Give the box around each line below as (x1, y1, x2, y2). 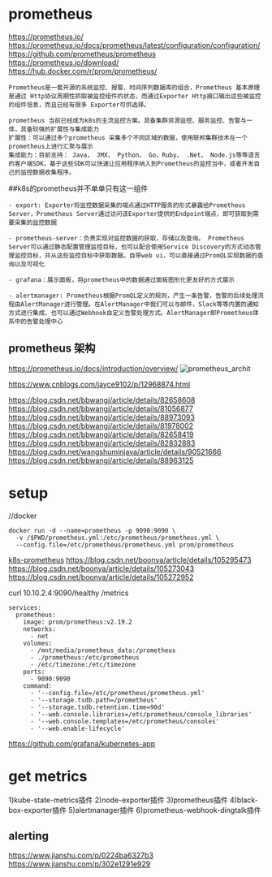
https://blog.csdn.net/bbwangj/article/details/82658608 (8, 395, 196, 404)
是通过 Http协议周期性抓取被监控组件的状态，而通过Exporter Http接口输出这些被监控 (8, 92, 261, 100)
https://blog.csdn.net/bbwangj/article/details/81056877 (8, 404, 193, 413)
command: (23, 681, 53, 690)
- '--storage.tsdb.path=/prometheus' (29, 696, 158, 704)
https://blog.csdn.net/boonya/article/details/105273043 (8, 564, 195, 573)
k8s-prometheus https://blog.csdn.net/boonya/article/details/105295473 (8, 555, 252, 564)
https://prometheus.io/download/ (8, 58, 119, 67)
